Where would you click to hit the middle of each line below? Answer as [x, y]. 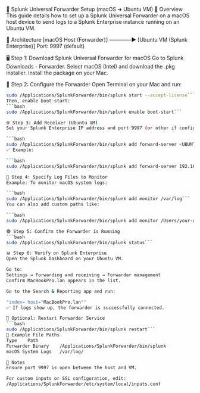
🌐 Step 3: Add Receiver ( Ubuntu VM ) [52, 123]
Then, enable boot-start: [38, 101]
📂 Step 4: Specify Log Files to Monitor [57, 177]
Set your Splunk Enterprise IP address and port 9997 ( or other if [92, 128]
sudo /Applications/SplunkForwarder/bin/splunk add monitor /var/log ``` [98, 199]
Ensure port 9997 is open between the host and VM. [71, 368]
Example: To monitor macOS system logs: [57, 183]
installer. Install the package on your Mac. [57, 73]
